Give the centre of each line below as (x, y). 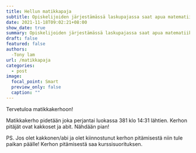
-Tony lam (23, 55)
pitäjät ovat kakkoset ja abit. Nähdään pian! (58, 126)
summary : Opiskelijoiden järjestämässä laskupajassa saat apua (85, 33)
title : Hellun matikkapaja (39, 11)
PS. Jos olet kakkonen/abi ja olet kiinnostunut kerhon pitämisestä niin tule (94, 138)
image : (14, 76)
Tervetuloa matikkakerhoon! (40, 109)
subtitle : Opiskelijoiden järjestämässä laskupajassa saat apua (86, 17)
